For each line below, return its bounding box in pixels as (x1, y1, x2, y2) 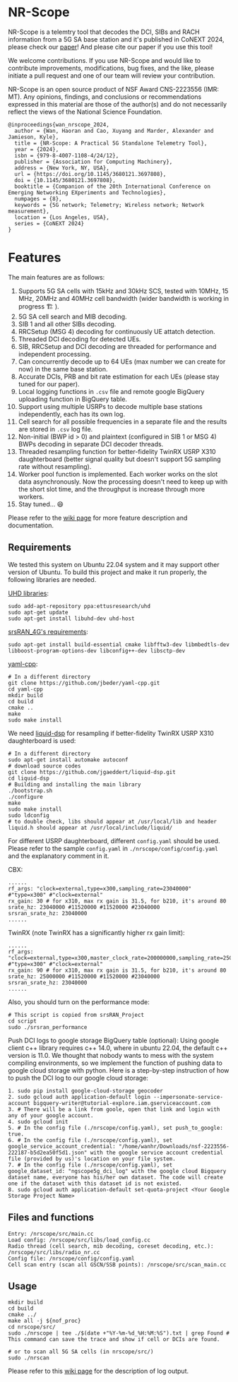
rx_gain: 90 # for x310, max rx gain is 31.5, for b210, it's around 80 (8, 967, 227, 974)
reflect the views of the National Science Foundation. (8, 107, 162, 116)
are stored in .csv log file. (18, 424, 93, 433)
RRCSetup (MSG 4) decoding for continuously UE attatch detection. (18, 327, 215, 335)
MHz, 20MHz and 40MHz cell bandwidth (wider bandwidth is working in (18, 294, 229, 302)
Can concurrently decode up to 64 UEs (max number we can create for (18, 357, 226, 366)
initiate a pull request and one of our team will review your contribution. (8, 71, 215, 80)
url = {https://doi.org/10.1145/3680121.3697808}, (14, 170, 167, 177)
